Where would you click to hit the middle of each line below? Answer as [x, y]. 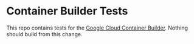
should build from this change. [44, 34]
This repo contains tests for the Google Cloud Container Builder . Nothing [97, 28]
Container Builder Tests [67, 11]
